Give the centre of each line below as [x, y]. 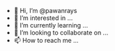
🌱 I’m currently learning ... [51, 25]
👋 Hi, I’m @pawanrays [45, 11]
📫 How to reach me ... [46, 40]
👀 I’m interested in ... [43, 18]
